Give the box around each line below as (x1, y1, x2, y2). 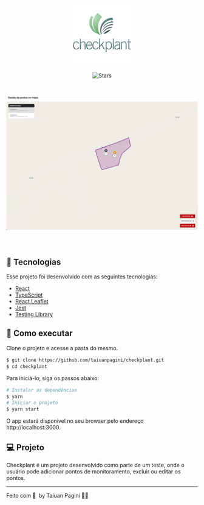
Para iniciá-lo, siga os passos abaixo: (6, 374, 99, 382)
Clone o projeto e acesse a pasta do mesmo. (6, 344, 118, 351)
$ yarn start (6, 406, 39, 412)
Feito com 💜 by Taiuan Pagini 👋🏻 (6, 492, 89, 499)
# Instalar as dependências (6, 387, 78, 393)
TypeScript (15, 291, 43, 298)
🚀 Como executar (6, 328, 73, 339)
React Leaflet (15, 298, 49, 305)
